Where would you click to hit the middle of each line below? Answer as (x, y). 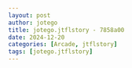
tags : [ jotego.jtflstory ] (50, 52)
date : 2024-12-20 (37, 37)
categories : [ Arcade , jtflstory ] (63, 45)
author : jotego (33, 23)
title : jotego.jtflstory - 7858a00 (66, 30)
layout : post (29, 15)
